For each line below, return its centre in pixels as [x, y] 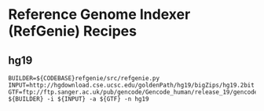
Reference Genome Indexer [99, 15]
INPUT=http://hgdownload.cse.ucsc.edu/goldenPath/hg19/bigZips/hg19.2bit [132, 85]
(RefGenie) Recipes [73, 31]
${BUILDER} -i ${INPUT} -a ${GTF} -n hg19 [79, 99]
